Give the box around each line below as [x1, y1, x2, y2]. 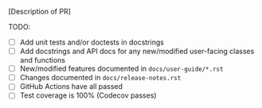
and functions [19, 56, 66, 65]
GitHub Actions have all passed [19, 82, 123, 91]
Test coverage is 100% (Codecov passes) [19, 91, 157, 100]
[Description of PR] [8, 7, 72, 16]
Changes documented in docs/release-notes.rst [19, 73, 182, 83]
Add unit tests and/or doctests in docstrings [19, 37, 165, 47]
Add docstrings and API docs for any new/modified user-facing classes [19, 47, 255, 56]
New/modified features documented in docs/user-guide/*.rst [19, 64, 224, 74]
